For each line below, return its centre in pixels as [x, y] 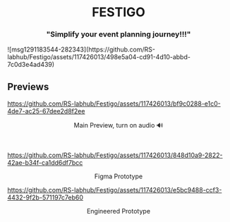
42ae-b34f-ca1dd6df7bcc [45, 163]
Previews [28, 86]
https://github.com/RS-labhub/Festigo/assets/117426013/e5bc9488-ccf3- [115, 190]
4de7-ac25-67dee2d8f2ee [46, 111]
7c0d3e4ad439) [31, 65]
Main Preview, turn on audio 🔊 [119, 125]
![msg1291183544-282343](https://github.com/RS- [81, 49]
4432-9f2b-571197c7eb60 [45, 197]
